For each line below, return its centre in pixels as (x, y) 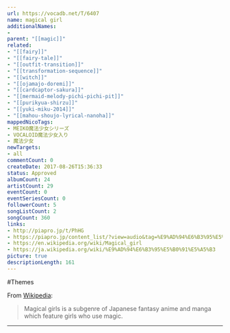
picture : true (27, 256)
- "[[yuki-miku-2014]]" (41, 109)
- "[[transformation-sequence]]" (55, 71)
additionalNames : (32, 26)
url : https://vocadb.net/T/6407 (53, 13)
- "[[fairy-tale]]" (35, 58)
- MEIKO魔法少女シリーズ (38, 128)
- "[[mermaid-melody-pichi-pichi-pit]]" (66, 97)
